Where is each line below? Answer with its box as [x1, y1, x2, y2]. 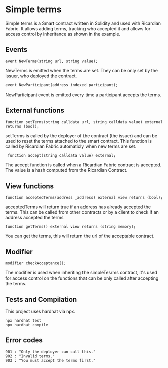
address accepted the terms [5, 215, 64, 221]
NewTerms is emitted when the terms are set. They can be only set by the [5, 67, 158, 73]
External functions [5, 106, 64, 115]
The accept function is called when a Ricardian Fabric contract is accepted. [5, 162, 162, 168]
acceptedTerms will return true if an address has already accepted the [5, 204, 151, 210]
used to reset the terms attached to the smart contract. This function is [5, 138, 152, 144]
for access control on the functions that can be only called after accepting [5, 275, 159, 281]
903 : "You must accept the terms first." [5, 358, 96, 363]
